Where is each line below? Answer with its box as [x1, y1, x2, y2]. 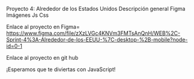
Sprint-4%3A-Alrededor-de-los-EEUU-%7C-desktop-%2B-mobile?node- [6, 36, 188, 43]
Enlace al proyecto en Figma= [6, 24, 80, 30]
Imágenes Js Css [6, 11, 49, 19]
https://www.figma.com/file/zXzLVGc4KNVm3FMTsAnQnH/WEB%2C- [6, 30, 181, 37]
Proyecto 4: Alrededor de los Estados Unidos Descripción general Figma [6, 5, 186, 12]
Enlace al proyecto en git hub [6, 54, 79, 61]
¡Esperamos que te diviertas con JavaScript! [6, 66, 116, 73]
